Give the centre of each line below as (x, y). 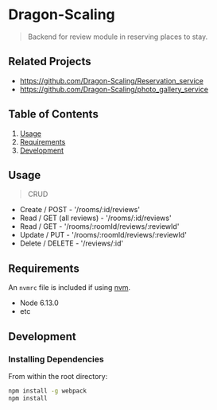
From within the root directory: (58, 376)
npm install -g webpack (48, 391)
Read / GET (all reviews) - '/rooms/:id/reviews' (96, 218)
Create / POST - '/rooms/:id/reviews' (80, 210)
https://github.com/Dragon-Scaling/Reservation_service (112, 80)
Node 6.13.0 (39, 303)
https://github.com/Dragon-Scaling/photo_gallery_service (114, 89)
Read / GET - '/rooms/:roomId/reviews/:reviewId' (99, 226)
